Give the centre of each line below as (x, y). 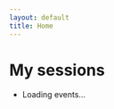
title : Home (31, 26)
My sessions (57, 70)
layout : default (39, 17)
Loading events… (54, 95)
